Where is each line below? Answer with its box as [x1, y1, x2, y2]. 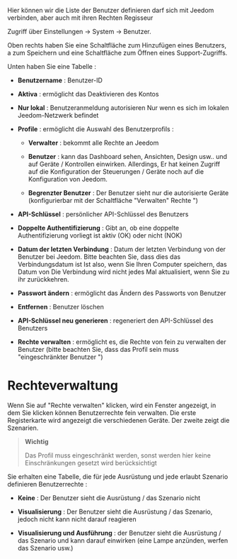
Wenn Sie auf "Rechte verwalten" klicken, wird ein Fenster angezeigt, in [7, 401, 216, 409]
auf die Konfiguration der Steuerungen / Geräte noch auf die [28, 167, 204, 176]
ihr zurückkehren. [17, 275, 69, 283]
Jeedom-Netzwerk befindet [17, 111, 99, 119]
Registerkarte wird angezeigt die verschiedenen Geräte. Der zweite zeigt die [7, 416, 230, 424]
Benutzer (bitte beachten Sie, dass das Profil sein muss [17, 345, 179, 353]
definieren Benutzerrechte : [7, 480, 88, 488]
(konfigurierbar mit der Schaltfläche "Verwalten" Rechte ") [28, 197, 198, 204]
